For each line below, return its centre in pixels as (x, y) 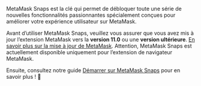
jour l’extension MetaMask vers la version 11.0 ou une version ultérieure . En (100, 39)
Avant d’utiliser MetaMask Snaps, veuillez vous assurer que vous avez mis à (100, 33)
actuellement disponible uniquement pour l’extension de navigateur (89, 52)
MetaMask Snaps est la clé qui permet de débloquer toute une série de (94, 9)
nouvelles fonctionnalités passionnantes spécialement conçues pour (91, 15)
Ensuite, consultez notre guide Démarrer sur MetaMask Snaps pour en (93, 70)
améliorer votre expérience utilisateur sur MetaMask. (71, 21)
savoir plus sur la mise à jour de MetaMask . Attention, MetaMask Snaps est (99, 46)
